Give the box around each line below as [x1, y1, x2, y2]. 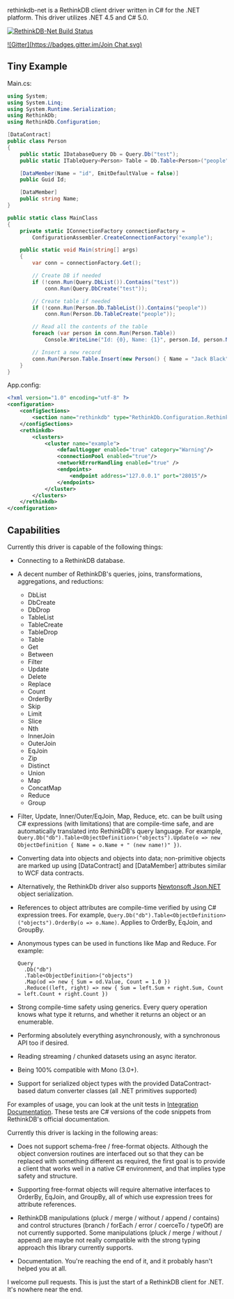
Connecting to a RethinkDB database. [17, 557, 125, 564]
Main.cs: [7, 79, 32, 87]
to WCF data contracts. [17, 869, 84, 877]
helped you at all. [17, 1264, 68, 1272]
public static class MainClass [7, 214, 98, 221]
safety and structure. [17, 1172, 78, 1180]
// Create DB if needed [32, 272, 101, 279]
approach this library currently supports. [17, 1243, 134, 1252]
